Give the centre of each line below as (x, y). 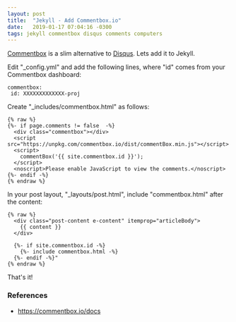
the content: (25, 202)
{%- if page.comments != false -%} (61, 126)
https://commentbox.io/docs (59, 311)
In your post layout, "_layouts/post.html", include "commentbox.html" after (116, 194)
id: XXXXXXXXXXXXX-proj (45, 94)
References (28, 295)
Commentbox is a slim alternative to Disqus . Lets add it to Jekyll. (101, 54)
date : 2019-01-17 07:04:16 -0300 (60, 27)
